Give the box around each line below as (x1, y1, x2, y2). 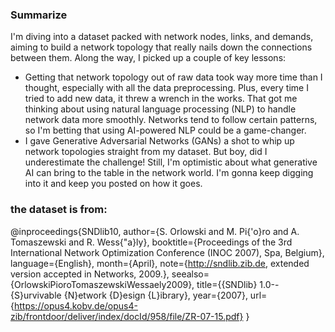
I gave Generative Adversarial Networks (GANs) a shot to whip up (24, 135, 295, 147)
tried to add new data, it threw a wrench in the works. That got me (24, 93, 298, 105)
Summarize (10, 8, 68, 22)
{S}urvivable (10, 289, 62, 301)
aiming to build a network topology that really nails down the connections (10, 41, 313, 53)
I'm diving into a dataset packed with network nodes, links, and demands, (10, 31, 314, 43)
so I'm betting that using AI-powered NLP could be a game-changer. (24, 124, 307, 137)
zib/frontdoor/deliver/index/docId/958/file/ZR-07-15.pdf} (10, 310, 244, 322)
